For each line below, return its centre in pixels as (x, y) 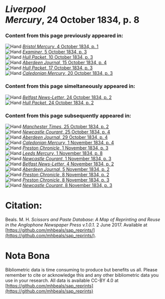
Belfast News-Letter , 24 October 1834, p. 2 (67, 97)
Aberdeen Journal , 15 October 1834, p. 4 (65, 63)
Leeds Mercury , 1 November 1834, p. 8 (63, 153)
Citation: (24, 206)
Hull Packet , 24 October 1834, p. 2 (58, 103)
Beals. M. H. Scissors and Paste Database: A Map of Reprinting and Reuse (83, 220)
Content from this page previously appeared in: (64, 36)
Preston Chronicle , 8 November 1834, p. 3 (66, 180)
